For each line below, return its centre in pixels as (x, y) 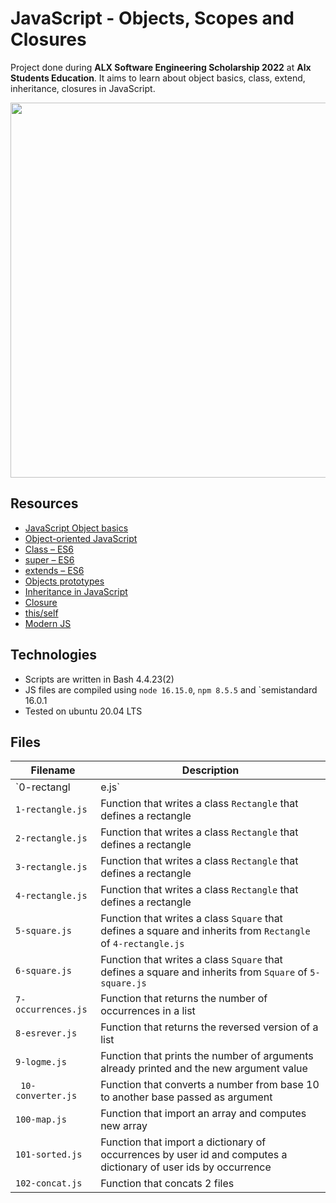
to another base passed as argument (186, 1097)
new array (124, 1126)
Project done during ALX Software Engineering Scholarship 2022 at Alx (161, 67)
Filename (53, 770)
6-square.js (44, 971)
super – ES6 (49, 559)
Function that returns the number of (184, 999)
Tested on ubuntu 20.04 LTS (83, 711)
